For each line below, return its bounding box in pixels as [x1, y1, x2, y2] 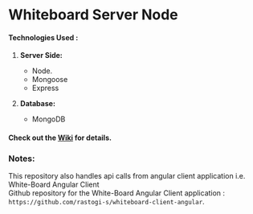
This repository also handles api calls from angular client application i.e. [8, 171, 246, 181]
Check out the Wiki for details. [8, 133, 112, 142]
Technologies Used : [8, 32, 79, 42]
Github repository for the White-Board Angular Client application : [8, 188, 226, 198]
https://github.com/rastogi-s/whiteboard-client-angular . [8, 197, 205, 207]
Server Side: [19, 51, 63, 60]
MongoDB [31, 114, 66, 124]
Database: [19, 99, 56, 109]
